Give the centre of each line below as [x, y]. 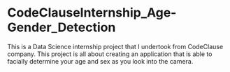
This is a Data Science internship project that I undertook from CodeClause [115, 46]
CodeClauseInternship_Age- [92, 13]
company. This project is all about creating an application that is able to [110, 54]
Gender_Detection [62, 27]
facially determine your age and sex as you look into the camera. [100, 61]
